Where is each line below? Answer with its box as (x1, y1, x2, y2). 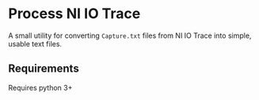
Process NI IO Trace (8, 5, 141, 23)
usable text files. (8, 39, 62, 48)
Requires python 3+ (8, 83, 73, 92)
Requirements (8, 62, 79, 76)
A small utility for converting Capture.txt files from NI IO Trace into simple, (8, 31, 252, 40)
